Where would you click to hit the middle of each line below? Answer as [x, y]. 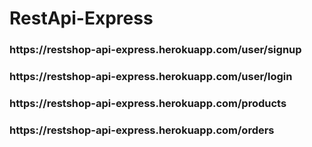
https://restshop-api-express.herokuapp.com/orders [142, 130]
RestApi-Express [81, 18]
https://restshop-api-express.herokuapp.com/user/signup [155, 50]
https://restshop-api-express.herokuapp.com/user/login [151, 77]
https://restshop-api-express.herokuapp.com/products [148, 103]
